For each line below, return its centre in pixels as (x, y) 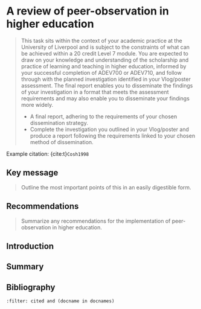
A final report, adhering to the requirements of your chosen (104, 116)
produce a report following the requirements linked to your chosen (113, 135)
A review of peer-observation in (88, 11)
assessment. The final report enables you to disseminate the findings (107, 85)
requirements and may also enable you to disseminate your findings (105, 98)
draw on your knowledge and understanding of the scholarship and (105, 60)
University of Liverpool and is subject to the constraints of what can (105, 47)
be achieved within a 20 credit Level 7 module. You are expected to (105, 53)
